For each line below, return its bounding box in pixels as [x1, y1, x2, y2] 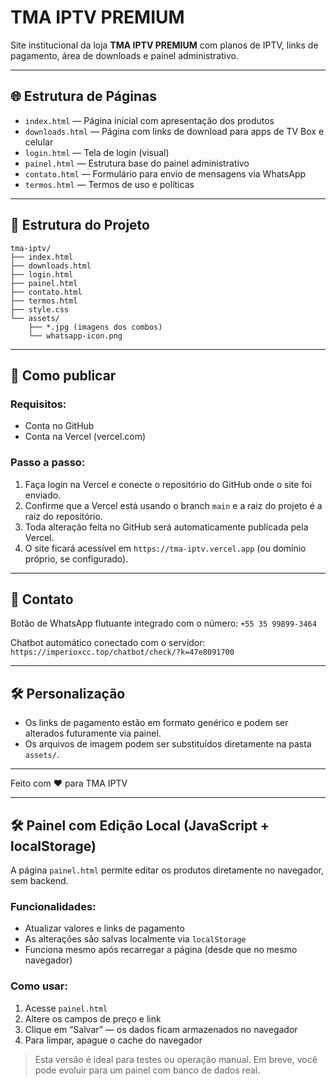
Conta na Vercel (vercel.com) [24, 431, 147, 443]
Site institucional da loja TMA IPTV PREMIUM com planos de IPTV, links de [10, 39, 319, 51]
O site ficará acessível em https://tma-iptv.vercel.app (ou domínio [24, 542, 307, 554]
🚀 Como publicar [10, 367, 117, 384]
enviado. [24, 489, 62, 501]
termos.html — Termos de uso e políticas [24, 178, 195, 190]
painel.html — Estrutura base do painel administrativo [24, 157, 250, 169]
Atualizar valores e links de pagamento [24, 922, 185, 935]
